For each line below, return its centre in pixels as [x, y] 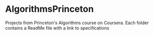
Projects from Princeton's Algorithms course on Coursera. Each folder [77, 23]
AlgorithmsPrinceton [49, 9]
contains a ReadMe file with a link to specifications [57, 28]
